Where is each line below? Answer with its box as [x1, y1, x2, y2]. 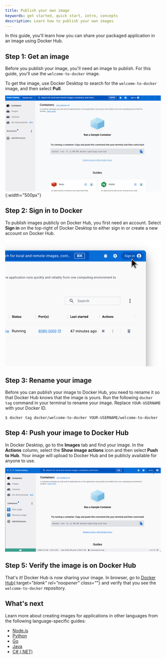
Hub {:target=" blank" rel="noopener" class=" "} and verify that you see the [5, 580, 157, 586]
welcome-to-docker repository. [5, 585, 66, 591]
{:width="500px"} [5, 192, 41, 198]
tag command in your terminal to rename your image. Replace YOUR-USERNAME [5, 400, 161, 406]
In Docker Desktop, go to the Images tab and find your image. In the [5, 442, 144, 448]
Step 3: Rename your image [5, 376, 92, 384]
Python [12, 633, 27, 639]
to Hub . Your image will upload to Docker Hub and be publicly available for [5, 452, 157, 458]
